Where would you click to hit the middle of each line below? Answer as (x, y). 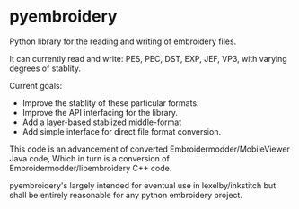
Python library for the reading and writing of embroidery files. (123, 41)
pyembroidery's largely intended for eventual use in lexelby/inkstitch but (143, 185)
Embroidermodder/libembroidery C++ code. (91, 168)
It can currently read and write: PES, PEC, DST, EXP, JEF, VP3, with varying (148, 58)
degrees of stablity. (45, 68)
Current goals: (36, 85)
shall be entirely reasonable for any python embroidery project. (126, 195)
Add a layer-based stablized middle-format (102, 122)
